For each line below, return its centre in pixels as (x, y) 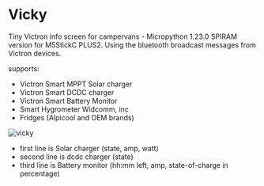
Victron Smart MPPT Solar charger (76, 84)
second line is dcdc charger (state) (77, 157)
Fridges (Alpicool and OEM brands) (77, 117)
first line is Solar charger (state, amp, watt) (89, 148)
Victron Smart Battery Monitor (68, 101)
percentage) (40, 173)
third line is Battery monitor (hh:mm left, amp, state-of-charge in (124, 165)
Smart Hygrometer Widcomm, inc (74, 109)
